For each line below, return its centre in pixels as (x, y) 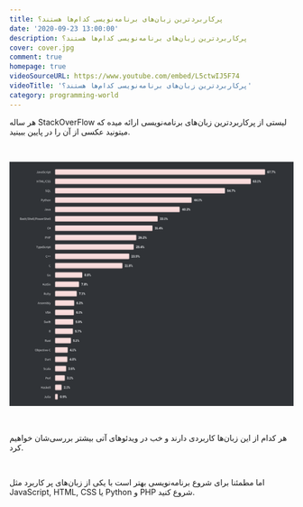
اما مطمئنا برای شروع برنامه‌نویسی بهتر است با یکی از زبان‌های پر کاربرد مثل (137, 483)
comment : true (36, 57)
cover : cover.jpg (42, 48)
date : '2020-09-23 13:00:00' (64, 28)
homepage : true (38, 67)
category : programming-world (64, 95)
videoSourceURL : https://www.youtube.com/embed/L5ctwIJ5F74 (125, 77)
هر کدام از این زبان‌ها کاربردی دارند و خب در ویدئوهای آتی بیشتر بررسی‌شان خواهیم (148, 438)
